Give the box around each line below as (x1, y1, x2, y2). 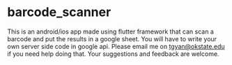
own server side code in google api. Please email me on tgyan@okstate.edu (7, 42, 225, 50)
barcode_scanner (7, 4, 111, 20)
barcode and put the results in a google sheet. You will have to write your (7, 34, 217, 43)
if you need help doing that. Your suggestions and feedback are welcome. (7, 50, 219, 58)
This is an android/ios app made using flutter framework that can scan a (7, 27, 215, 36)
